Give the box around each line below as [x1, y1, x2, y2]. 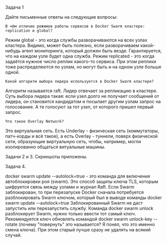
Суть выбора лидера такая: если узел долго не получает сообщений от [5, 93, 159, 99]
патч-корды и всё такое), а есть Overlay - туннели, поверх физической [5, 133, 158, 139]
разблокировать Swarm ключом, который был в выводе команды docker [5, 195, 162, 201]
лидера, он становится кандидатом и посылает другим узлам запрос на [5, 98, 161, 104]
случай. [5, 232, 22, 238]
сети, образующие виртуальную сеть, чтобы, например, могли [5, 139, 141, 144]
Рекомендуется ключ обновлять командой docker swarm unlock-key [5, 216, 152, 222]
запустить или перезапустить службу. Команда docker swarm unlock [5, 205, 153, 211]
